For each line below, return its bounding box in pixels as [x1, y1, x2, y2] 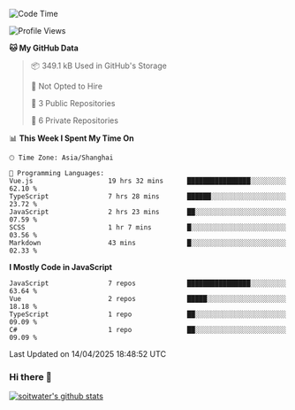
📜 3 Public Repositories [30, 98, 116, 108]
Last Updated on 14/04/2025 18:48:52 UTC [9, 349, 166, 359]
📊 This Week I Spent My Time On [9, 133, 134, 143]
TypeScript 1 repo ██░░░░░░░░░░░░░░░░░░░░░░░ [9, 310, 287, 319]
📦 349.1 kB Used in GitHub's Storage [30, 60, 168, 71]
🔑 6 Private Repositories [30, 115, 119, 126]
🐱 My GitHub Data [9, 43, 79, 53]
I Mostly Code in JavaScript [9, 262, 113, 272]
